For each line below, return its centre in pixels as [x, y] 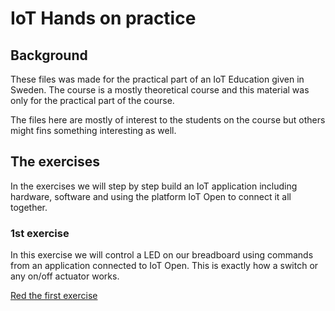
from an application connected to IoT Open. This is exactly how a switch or [164, 266]
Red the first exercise [54, 296]
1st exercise [40, 233]
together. [29, 207]
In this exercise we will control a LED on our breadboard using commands [162, 255]
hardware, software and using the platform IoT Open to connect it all [151, 196]
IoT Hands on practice [103, 18]
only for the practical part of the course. [92, 100]
